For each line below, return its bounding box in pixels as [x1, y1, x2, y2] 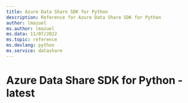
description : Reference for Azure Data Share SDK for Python [6, 14, 162, 20]
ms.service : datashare [6, 48, 63, 54]
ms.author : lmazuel [6, 25, 55, 32]
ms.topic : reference [6, 37, 58, 43]
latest [6, 86, 35, 99]
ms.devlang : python [6, 43, 55, 49]
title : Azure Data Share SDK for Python [6, 8, 109, 15]
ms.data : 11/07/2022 [6, 31, 58, 37]
